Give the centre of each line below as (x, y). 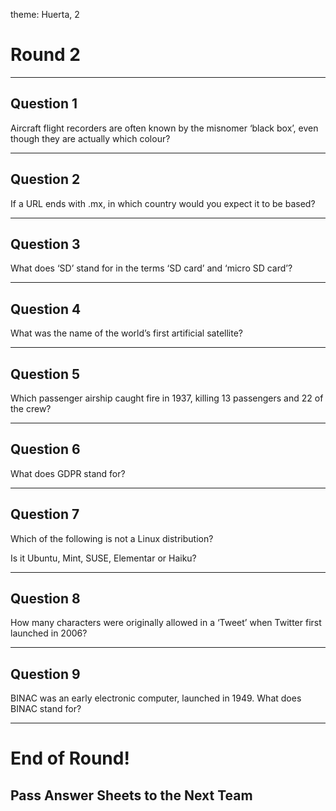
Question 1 (44, 104)
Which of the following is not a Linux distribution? (112, 538)
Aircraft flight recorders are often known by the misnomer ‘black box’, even (164, 128)
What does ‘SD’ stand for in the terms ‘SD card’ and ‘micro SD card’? (151, 268)
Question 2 (45, 179)
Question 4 (46, 309)
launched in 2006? (49, 633)
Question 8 (45, 599)
